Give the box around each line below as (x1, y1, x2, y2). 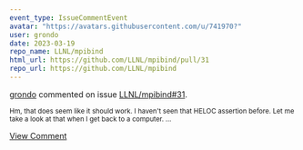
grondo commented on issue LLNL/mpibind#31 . (9, 88, 188, 100)
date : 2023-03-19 (9, 38, 76, 48)
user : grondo (9, 30, 59, 39)
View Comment (9, 130, 67, 141)
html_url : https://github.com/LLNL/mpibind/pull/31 (9, 55, 209, 65)
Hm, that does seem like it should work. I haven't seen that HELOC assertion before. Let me (9, 106, 295, 115)
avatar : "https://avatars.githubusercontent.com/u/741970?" (9, 22, 243, 31)
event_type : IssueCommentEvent (9, 13, 128, 23)
